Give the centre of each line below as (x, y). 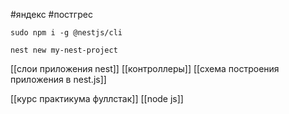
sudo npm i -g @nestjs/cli (66, 33)
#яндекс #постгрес (51, 14)
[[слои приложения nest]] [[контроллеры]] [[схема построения (145, 68)
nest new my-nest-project (64, 50)
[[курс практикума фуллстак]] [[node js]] (97, 98)
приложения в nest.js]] (58, 79)
